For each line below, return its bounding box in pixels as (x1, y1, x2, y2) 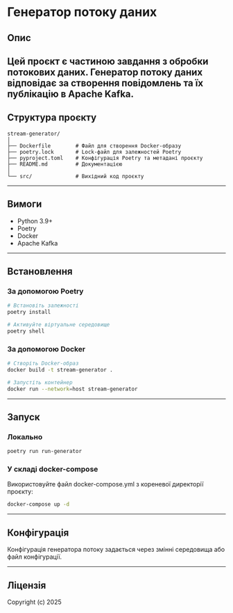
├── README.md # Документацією (7, 161, 123, 168)
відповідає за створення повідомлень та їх (7, 77, 203, 89)
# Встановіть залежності (7, 302, 79, 310)
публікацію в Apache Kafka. (7, 88, 134, 99)
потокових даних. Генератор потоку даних (7, 66, 203, 78)
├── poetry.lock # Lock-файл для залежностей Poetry (7, 148, 182, 155)
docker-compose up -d (7, 501, 70, 508)
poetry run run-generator (7, 448, 82, 455)
